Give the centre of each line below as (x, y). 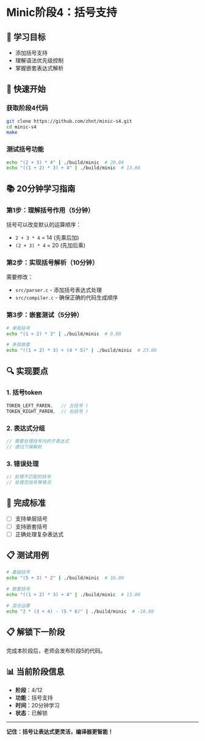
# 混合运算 (18, 605)
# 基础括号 (18, 572)
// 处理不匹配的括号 (29, 476)
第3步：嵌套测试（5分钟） (45, 315)
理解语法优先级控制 (39, 60)
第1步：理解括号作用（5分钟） (50, 210)
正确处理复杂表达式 (39, 534)
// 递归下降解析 (24, 447)
